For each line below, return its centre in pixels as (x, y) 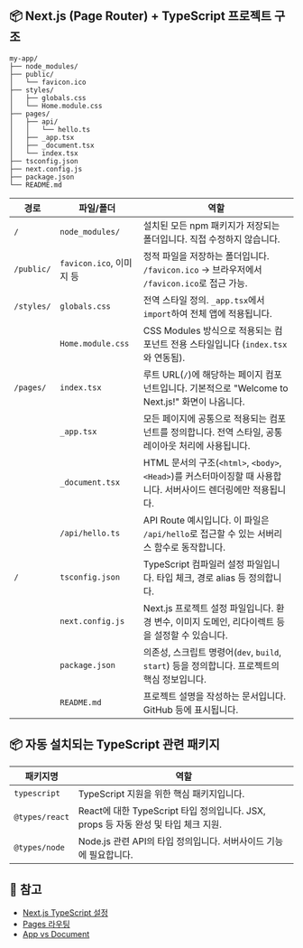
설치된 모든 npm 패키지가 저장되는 (211, 226)
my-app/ (24, 58)
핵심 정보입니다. (175, 679)
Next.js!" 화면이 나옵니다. (194, 402)
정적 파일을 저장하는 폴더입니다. (206, 256)
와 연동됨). (164, 358)
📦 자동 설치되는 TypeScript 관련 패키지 (115, 744)
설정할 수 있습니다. (191, 635)
